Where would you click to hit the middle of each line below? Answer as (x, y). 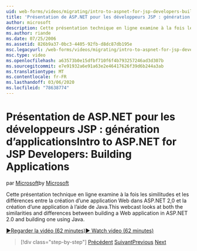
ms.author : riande (28, 33)
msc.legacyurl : (25, 50)
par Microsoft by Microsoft (38, 183)
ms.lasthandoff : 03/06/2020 (40, 83)
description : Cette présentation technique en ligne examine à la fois (95, 28)
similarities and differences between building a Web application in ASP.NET (97, 213)
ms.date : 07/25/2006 (31, 39)
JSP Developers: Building (69, 155)
